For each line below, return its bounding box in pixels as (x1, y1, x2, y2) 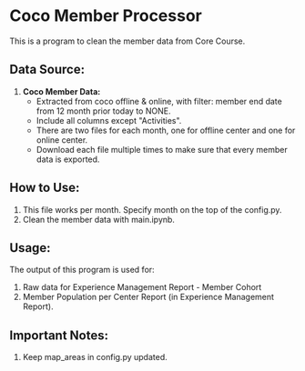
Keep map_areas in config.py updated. (22, 352, 168, 363)
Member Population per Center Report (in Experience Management (22, 292, 275, 303)
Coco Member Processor (9, 5, 202, 26)
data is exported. (36, 154, 100, 165)
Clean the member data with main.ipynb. (22, 214, 176, 225)
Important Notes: (9, 327, 109, 343)
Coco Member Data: (22, 85, 101, 96)
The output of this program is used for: (9, 265, 155, 276)
